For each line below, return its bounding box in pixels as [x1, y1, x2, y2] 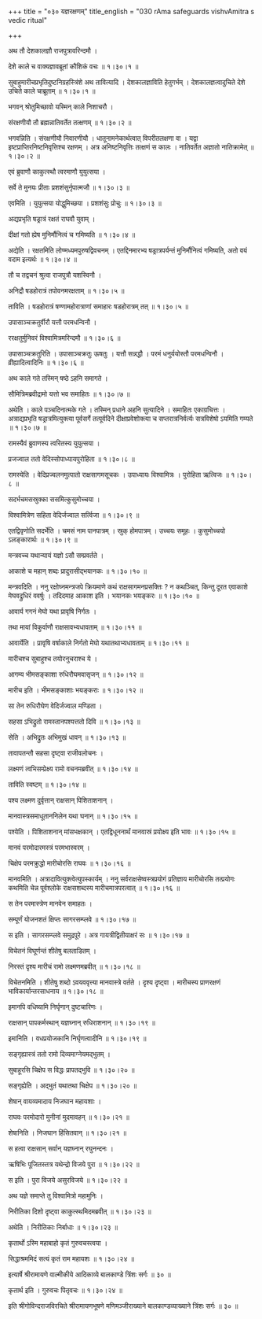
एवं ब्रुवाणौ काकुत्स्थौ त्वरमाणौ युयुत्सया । [8, 167, 106, 176]
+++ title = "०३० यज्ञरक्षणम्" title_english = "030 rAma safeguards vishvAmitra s [8, 7, 255, 16]
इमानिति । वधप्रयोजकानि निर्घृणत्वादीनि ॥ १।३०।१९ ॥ [8, 1034, 147, 1043]
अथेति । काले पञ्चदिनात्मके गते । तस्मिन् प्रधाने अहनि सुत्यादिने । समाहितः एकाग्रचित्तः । [8, 405, 226, 414]
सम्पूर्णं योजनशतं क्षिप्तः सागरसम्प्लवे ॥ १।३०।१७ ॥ [8, 914, 136, 924]
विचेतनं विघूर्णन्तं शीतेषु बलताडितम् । [8, 946, 96, 955]
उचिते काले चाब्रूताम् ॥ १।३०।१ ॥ [8, 87, 96, 95]
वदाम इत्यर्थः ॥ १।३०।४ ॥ [8, 255, 77, 264]
